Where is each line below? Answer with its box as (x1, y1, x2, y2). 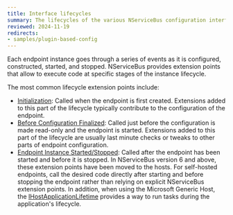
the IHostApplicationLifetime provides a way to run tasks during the (17, 192, 210, 201)
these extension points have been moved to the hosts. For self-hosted (17, 163, 218, 171)
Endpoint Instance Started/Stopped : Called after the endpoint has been (17, 148, 221, 157)
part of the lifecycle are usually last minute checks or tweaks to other (17, 133, 215, 142)
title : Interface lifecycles (7, 10, 92, 17)
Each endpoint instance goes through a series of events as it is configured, (7, 55, 221, 63)
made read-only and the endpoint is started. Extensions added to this (17, 126, 216, 135)
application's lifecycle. (17, 200, 82, 208)
